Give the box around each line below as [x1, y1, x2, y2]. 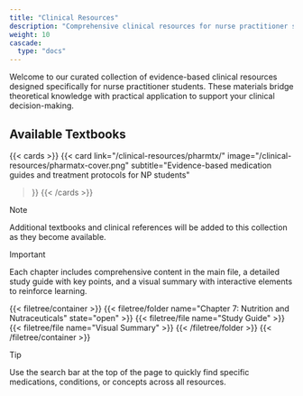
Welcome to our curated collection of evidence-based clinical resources [9, 71, 278, 82]
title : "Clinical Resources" [9, 13, 119, 23]
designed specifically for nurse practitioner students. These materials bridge [9, 81, 294, 92]
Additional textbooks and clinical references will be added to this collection [9, 222, 288, 233]
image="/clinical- [226, 150, 292, 161]
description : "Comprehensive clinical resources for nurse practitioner [9, 22, 289, 31]
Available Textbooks [9, 126, 126, 142]
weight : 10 [9, 30, 50, 39]
